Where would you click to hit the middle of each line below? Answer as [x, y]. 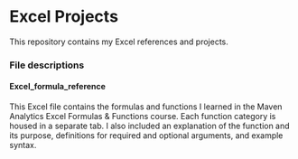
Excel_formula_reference [58, 87]
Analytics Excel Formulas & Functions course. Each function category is [143, 117]
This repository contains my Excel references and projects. [119, 42]
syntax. [23, 145]
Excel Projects [64, 17]
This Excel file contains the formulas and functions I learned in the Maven [146, 107]
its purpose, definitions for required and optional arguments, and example [146, 136]
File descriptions [47, 65]
